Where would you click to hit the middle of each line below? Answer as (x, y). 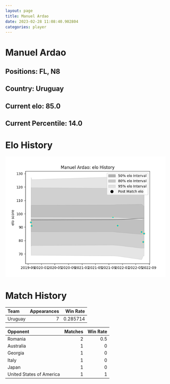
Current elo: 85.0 (33, 106)
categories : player (26, 27)
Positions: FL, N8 (33, 71)
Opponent (18, 332)
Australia (17, 346)
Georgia (16, 353)
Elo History (29, 145)
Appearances (45, 311)
